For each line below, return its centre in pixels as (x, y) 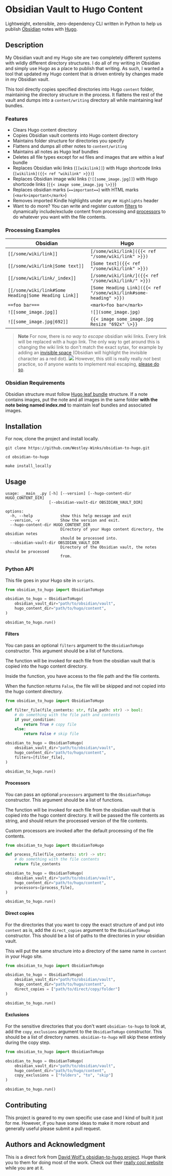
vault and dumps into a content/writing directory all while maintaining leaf (84, 100)
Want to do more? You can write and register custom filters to (78, 206)
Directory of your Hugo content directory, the (112, 529)
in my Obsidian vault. (27, 79)
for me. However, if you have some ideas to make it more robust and (77, 1123)
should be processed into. (89, 539)
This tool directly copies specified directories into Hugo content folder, (80, 89)
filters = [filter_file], (40, 757)
